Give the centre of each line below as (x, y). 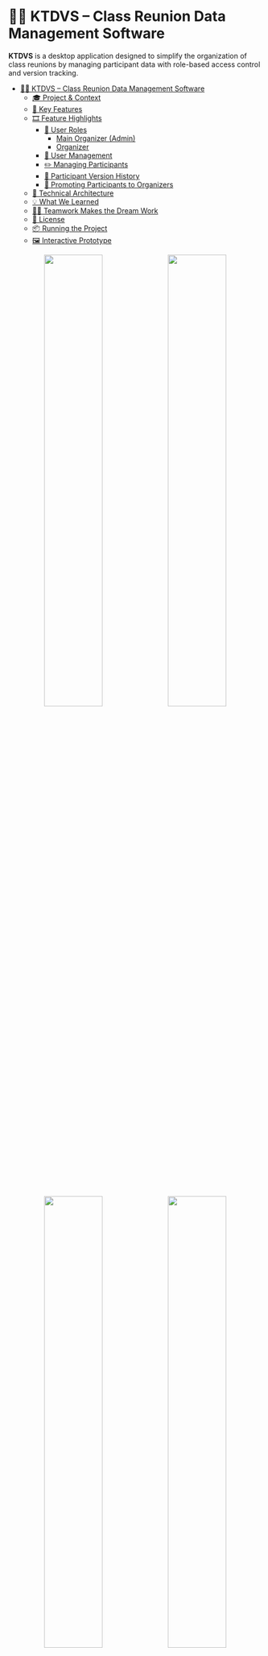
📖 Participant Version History (92, 175)
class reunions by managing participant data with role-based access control (134, 64)
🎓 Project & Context (66, 97)
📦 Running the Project (70, 228)
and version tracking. (43, 72)
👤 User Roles (65, 130)
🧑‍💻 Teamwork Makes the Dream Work (95, 210)
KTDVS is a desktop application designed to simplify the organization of (128, 56)
